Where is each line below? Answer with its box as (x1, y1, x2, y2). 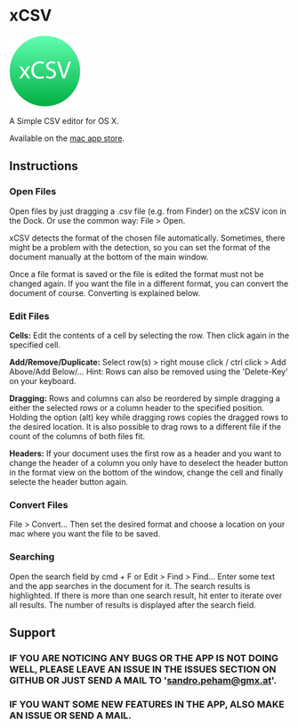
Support (9, 625, 56, 640)
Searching (9, 551, 55, 563)
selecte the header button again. (9, 476, 129, 487)
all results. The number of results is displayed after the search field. (9, 599, 256, 610)
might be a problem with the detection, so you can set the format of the (9, 241, 271, 252)
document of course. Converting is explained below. (9, 287, 201, 299)
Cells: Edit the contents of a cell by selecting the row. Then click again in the (9, 330, 290, 340)
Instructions (9, 159, 78, 174)
